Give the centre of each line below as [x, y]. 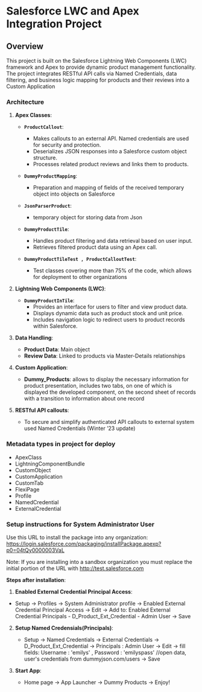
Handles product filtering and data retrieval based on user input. [113, 241]
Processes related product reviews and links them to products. [111, 164]
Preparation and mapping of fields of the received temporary [109, 188]
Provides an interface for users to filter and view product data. [110, 307]
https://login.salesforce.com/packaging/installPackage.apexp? [84, 543]
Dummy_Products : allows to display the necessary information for [106, 379]
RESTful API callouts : [42, 410]
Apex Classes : [33, 115]
